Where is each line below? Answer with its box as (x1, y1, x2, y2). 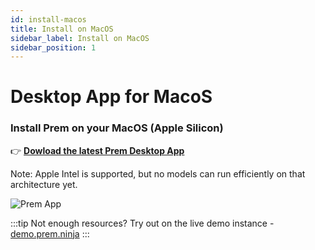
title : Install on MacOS (10, 24, 114, 34)
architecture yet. (10, 178, 78, 190)
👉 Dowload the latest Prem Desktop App (10, 144, 185, 156)
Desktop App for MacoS (10, 86, 213, 108)
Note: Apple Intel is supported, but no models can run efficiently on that (10, 167, 306, 180)
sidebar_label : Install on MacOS (10, 33, 150, 43)
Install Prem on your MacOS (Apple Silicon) (10, 121, 224, 135)
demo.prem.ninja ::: (10, 227, 90, 240)
